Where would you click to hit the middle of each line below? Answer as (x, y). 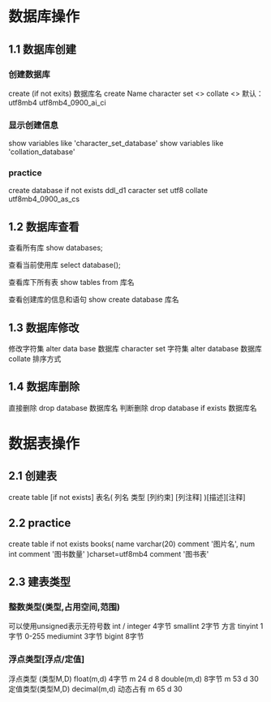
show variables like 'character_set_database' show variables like (116, 144)
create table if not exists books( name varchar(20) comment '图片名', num (132, 544)
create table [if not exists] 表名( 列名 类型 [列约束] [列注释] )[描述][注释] (127, 497)
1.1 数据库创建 (43, 49)
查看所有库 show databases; (56, 248)
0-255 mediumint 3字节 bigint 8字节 (84, 636)
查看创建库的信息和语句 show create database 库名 (94, 299)
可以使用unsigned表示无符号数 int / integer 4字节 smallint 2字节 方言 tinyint (133, 627)
